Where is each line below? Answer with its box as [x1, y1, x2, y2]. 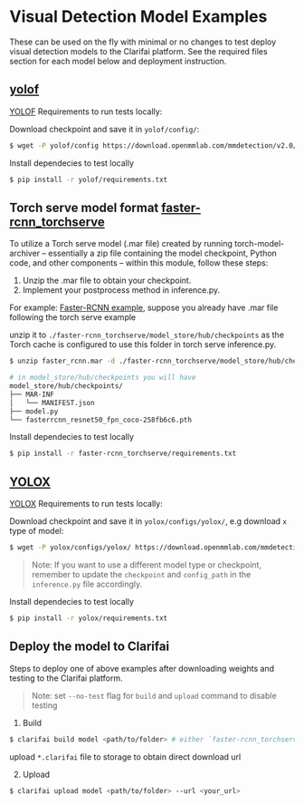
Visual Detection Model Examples [9, 6, 268, 27]
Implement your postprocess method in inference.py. [22, 285, 221, 296]
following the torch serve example [9, 312, 137, 323]
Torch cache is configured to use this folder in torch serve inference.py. [9, 339, 277, 350]
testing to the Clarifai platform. [9, 673, 123, 684]
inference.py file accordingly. [31, 578, 143, 589]
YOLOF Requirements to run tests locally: [9, 106, 163, 117]
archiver [9, 247, 41, 259]
